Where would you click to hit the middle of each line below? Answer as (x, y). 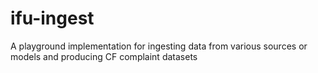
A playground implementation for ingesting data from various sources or (159, 46)
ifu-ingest (52, 18)
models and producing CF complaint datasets (104, 56)
